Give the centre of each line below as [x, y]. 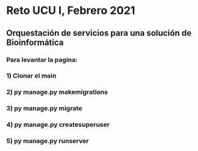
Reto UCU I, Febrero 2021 [71, 11]
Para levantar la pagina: [42, 59]
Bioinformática [35, 42]
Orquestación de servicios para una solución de [99, 33]
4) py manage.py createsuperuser [58, 125]
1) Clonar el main [31, 76]
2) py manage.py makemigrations [57, 92]
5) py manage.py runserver [48, 141]
